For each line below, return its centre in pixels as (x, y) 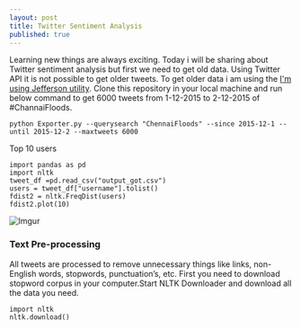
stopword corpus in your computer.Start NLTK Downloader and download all (150, 283)
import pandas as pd (48, 165)
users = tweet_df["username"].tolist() (84, 189)
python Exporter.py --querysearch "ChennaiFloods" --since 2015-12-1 (142, 124)
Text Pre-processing (55, 245)
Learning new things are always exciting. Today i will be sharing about (139, 60)
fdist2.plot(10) (40, 205)
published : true (40, 34)
